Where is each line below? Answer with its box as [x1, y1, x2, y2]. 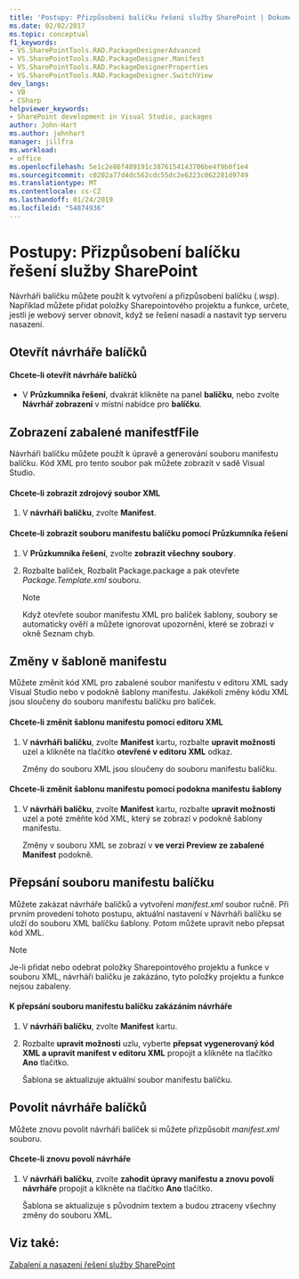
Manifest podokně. [21, 849, 93, 860]
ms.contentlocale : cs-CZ [9, 187, 101, 196]
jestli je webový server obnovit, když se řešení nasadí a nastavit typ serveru [9, 309, 287, 320]
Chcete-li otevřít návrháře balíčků [9, 369, 138, 380]
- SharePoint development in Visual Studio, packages [9, 112, 214, 121]
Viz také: [9, 1235, 60, 1250]
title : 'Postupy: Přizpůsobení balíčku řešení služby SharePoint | [9, 12, 265, 22]
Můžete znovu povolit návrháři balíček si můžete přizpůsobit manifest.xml [9, 1124, 280, 1135]
